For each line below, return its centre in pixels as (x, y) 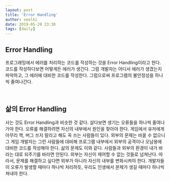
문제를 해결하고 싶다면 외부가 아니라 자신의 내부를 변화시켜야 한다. (81, 161)
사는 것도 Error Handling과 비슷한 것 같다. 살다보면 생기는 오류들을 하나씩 (78, 122)
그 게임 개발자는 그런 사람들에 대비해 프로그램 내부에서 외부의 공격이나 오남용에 (84, 141)
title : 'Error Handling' (32, 15)
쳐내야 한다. (17, 173)
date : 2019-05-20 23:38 (31, 24)
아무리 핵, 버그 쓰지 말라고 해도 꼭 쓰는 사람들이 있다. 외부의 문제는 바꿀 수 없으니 (86, 135)
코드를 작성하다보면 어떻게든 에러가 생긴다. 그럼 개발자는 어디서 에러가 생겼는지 (84, 69)
